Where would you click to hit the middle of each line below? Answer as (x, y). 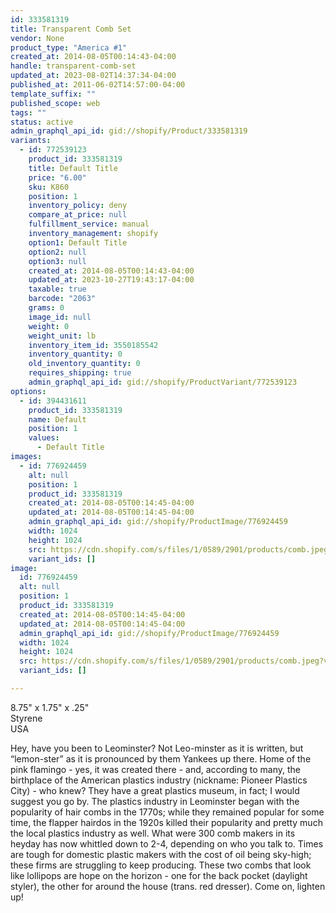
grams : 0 (46, 308)
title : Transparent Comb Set (71, 29)
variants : (31, 141)
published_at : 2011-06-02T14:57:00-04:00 (98, 85)
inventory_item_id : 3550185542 (93, 345)
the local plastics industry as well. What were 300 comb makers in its (153, 833)
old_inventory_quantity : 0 (84, 364)
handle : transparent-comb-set (73, 66)
